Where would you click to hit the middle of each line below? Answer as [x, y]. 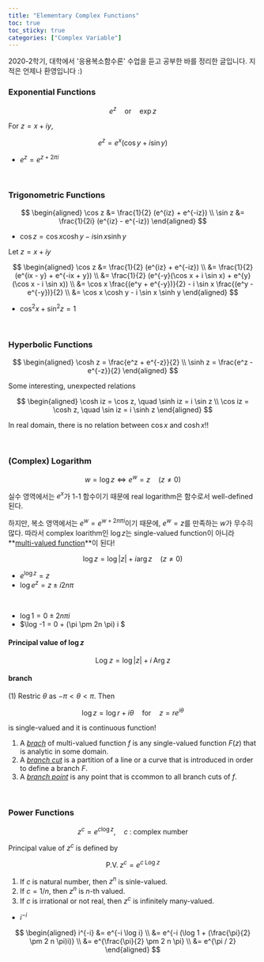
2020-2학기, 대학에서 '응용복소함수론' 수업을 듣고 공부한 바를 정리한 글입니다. [128, 61]
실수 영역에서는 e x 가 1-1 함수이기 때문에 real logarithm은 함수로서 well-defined [130, 495]
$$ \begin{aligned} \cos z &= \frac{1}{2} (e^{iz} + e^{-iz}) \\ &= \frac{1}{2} [133, 267]
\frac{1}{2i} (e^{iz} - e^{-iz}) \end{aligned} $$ [133, 221]
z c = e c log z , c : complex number [133, 830]
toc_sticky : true [37, 30]
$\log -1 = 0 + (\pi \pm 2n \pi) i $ [72, 624]
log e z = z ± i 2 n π [47, 585]
